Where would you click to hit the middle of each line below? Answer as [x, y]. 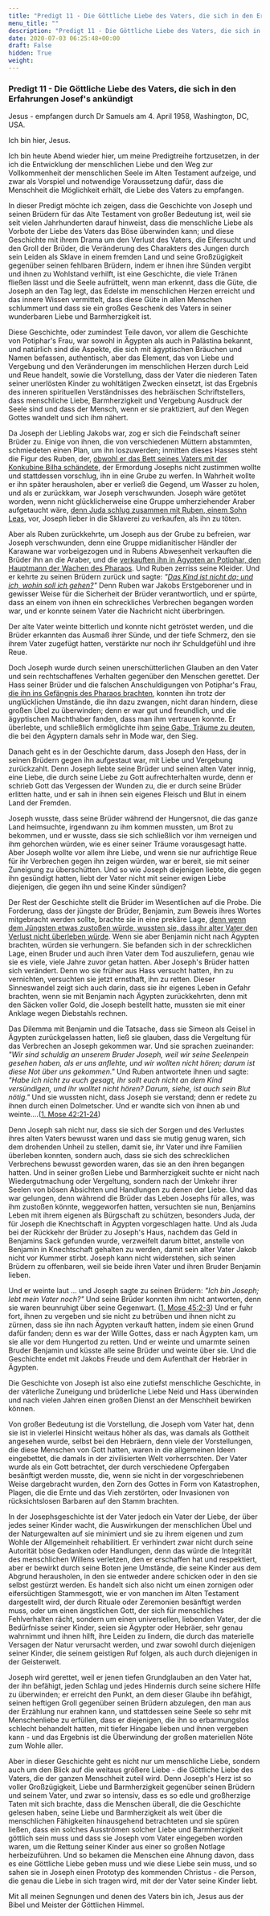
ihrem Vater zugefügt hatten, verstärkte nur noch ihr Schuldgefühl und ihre [132, 644]
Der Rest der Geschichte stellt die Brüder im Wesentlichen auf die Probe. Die [135, 903]
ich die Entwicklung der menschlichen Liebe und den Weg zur [111, 165]
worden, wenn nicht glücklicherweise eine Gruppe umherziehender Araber [132, 502]
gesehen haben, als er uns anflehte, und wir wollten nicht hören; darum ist [132, 1063]
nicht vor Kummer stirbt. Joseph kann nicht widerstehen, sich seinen [122, 1258]
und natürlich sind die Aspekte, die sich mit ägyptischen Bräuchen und [125, 350]
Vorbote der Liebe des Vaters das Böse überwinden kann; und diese [121, 231]
